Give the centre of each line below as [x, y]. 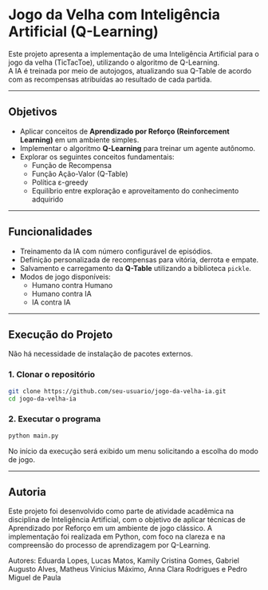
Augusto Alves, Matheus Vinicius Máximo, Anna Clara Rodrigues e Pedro [128, 569]
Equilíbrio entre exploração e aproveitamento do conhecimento [135, 190]
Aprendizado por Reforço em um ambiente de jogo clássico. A [110, 528]
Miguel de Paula [35, 578]
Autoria [27, 492]
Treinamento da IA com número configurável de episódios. [116, 251]
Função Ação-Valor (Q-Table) [80, 173]
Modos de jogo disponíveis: [65, 277]
